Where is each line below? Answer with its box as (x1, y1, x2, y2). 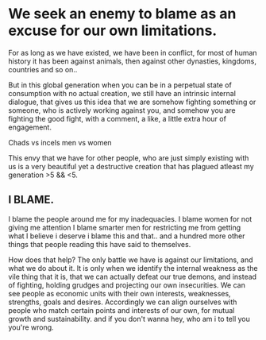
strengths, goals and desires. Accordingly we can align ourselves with (8, 297, 237, 307)
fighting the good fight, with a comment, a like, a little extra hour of (8, 114, 226, 123)
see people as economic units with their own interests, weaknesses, (8, 288, 232, 298)
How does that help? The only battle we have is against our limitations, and (8, 255, 253, 265)
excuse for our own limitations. (8, 21, 218, 40)
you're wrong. (8, 323, 54, 332)
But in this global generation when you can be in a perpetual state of (8, 80, 232, 90)
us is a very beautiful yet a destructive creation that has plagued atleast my (8, 161, 254, 171)
